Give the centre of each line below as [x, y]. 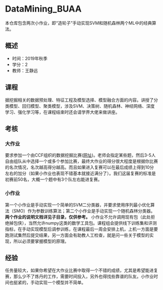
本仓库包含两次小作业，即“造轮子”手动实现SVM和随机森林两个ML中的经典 [79, 23]
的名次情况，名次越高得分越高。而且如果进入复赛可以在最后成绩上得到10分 [80, 167]
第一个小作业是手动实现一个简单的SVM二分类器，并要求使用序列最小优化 [78, 205]
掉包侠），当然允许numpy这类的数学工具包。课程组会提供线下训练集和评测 [83, 223]
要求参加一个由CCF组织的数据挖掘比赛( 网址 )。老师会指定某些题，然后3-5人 [81, 155]
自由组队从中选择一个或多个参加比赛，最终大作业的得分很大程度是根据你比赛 [81, 161]
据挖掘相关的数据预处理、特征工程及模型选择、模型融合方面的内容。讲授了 [79, 100]
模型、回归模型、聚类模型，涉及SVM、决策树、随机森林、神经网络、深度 [82, 106]
